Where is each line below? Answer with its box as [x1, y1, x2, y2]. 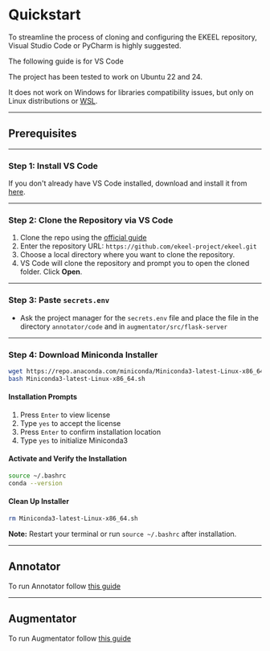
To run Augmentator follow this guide [8, 633, 131, 643]
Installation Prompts [8, 392, 78, 402]
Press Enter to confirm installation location [19, 427, 162, 436]
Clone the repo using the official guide [19, 233, 147, 243]
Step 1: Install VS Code [8, 160, 99, 171]
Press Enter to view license [19, 410, 111, 420]
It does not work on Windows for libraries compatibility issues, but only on [8, 87, 255, 97]
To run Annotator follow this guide [8, 581, 121, 591]
